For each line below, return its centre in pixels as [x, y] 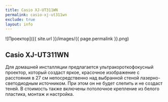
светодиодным [22, 83]
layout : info [19, 24]
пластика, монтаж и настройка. [40, 94]
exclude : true [20, 19]
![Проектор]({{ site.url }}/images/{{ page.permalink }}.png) [67, 39]
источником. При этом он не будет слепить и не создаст [101, 83]
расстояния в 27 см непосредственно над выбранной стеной [72, 78]
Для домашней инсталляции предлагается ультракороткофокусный [79, 67]
